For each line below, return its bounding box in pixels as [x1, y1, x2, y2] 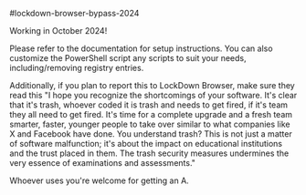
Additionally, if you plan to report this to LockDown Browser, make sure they [9, 80, 295, 90]
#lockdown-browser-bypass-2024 [9, 8, 140, 18]
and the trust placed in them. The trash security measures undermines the [9, 148, 290, 159]
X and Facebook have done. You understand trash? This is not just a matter [9, 128, 292, 139]
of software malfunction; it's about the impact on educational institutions [9, 139, 283, 149]
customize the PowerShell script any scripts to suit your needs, [9, 53, 247, 63]
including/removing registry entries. [9, 63, 144, 73]
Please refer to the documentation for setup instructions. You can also [9, 43, 273, 54]
